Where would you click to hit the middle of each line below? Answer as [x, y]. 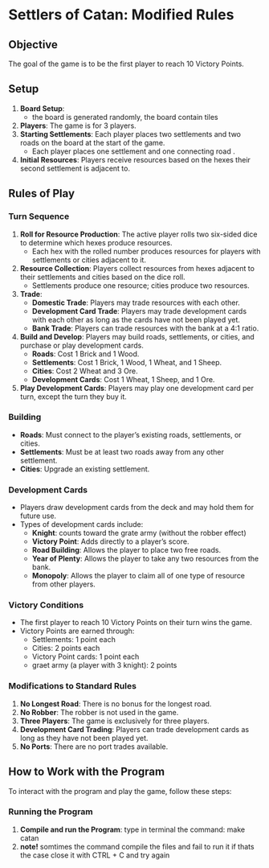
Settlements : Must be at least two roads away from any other [122, 451]
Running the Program [51, 812]
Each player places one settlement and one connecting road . [133, 151]
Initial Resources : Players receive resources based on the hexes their [135, 159]
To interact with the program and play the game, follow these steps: [120, 791]
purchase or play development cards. [82, 345]
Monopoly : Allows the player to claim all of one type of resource [139, 576]
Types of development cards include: [82, 525]
